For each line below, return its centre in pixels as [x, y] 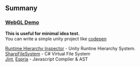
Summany [21, 8]
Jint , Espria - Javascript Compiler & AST [47, 59]
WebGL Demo [22, 22]
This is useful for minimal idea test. [42, 33]
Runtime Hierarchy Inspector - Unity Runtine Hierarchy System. [70, 48]
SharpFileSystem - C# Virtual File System [48, 53]
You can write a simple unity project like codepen [56, 38]
